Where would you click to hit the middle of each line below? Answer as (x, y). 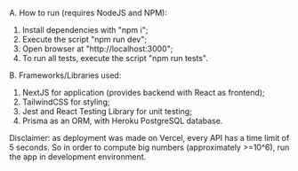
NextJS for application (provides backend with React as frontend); (143, 93)
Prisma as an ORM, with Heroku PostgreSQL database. (122, 120)
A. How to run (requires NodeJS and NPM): (88, 13)
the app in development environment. (78, 157)
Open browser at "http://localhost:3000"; (97, 49)
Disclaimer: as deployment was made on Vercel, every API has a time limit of (149, 138)
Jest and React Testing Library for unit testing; (107, 111)
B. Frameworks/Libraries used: (65, 75)
